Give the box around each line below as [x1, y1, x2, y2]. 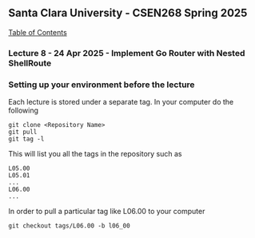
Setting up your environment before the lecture [8, 79, 195, 90]
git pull [8, 128, 38, 137]
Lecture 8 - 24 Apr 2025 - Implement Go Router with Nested [8, 47, 245, 58]
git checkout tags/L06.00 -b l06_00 [8, 222, 130, 230]
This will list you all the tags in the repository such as [8, 149, 182, 159]
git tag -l [8, 135, 45, 143]
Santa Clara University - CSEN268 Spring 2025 [8, 6, 248, 20]
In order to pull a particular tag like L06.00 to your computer [8, 207, 205, 216]
